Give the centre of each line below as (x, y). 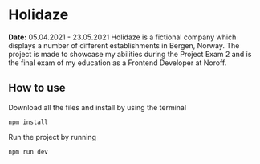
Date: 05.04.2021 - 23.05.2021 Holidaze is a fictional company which (122, 37)
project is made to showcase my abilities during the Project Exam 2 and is (130, 54)
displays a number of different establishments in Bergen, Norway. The (124, 45)
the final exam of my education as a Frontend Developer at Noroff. (118, 63)
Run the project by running (52, 137)
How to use (37, 88)
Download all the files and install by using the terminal (97, 107)
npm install (28, 122)
